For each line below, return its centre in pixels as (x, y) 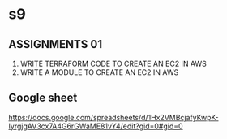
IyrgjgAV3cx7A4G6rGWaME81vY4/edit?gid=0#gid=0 (96, 126)
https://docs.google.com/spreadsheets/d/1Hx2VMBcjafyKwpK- (113, 117)
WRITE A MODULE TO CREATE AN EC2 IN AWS (99, 72)
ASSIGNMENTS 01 (56, 44)
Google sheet (43, 98)
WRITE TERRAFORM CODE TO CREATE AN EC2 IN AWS (113, 63)
